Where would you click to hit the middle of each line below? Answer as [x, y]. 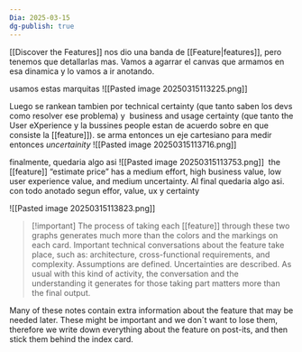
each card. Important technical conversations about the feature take [158, 245]
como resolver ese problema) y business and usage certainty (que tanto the [151, 116]
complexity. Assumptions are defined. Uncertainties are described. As [161, 264]
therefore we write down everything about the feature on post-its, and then [149, 329]
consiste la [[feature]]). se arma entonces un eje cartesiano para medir [141, 134]
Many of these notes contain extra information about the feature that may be [151, 310]
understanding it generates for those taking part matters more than [156, 283]
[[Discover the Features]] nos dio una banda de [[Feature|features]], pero [146, 51]
